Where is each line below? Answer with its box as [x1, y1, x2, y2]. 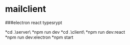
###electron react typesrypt [5, 20, 62, 25]
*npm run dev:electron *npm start [5, 34, 74, 40]
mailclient [5, 3, 46, 15]
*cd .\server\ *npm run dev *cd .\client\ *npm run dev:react [5, 29, 125, 35]
